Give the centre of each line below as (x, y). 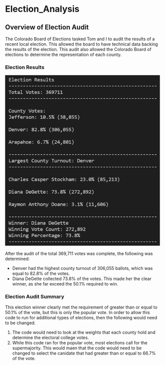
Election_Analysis (42, 9)
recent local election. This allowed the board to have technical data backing (82, 44)
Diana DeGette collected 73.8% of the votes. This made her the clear (82, 279)
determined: (17, 259)
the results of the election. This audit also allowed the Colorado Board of (78, 49)
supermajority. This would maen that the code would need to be (77, 348)
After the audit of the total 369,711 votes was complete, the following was (79, 253)
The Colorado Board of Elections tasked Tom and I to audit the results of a (80, 39)
